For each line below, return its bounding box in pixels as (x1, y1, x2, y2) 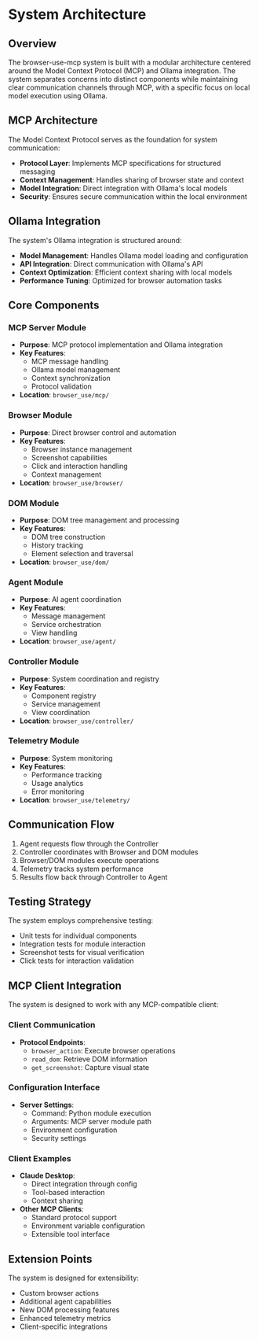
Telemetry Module (8, 736, 80, 747)
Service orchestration (31, 620, 102, 629)
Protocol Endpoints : (19, 1037, 86, 1047)
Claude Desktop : (19, 1171, 76, 1181)
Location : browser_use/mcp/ (19, 390, 110, 400)
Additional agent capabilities (19, 1297, 112, 1306)
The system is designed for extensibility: (8, 1273, 139, 1282)
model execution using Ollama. (8, 91, 108, 100)
